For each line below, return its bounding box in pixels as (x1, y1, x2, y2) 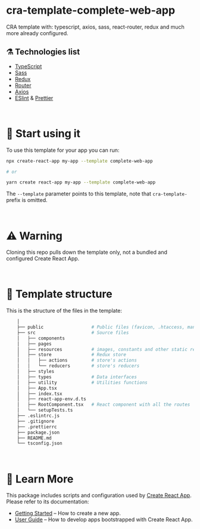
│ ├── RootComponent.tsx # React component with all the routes (17, 402, 190, 408)
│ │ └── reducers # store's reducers (17, 363, 140, 369)
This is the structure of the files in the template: (6, 307, 123, 315)
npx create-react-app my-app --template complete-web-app (6, 158, 153, 164)
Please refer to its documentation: (6, 498, 89, 505)
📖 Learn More (6, 472, 74, 486)
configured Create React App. (6, 255, 80, 262)
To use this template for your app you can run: (6, 147, 120, 154)
